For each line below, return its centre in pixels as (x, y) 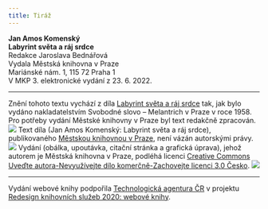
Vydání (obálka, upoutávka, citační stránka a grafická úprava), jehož (130, 147)
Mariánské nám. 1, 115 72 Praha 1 (62, 72)
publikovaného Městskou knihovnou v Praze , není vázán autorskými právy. (131, 138)
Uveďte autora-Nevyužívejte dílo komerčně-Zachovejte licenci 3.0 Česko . (129, 165)
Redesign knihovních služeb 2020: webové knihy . (90, 196)
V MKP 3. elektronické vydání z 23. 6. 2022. (81, 80)
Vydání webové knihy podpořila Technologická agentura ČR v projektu (124, 188)
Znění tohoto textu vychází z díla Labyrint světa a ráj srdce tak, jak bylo (125, 103)
